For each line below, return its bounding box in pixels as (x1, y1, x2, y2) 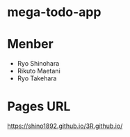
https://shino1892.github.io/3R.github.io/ (7, 122, 123, 130)
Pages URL (7, 99, 71, 115)
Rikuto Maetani (17, 67, 60, 75)
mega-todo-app (7, 4, 101, 20)
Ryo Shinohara (17, 59, 60, 68)
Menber (7, 36, 54, 52)
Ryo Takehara (17, 74, 57, 82)
